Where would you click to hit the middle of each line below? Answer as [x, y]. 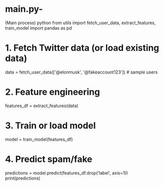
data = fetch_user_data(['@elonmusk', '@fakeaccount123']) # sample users [82, 72]
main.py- [24, 9]
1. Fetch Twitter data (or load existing [82, 48]
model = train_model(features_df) [39, 139]
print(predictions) [23, 178]
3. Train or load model [50, 126]
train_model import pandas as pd [39, 28]
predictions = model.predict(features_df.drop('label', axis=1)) [66, 173]
